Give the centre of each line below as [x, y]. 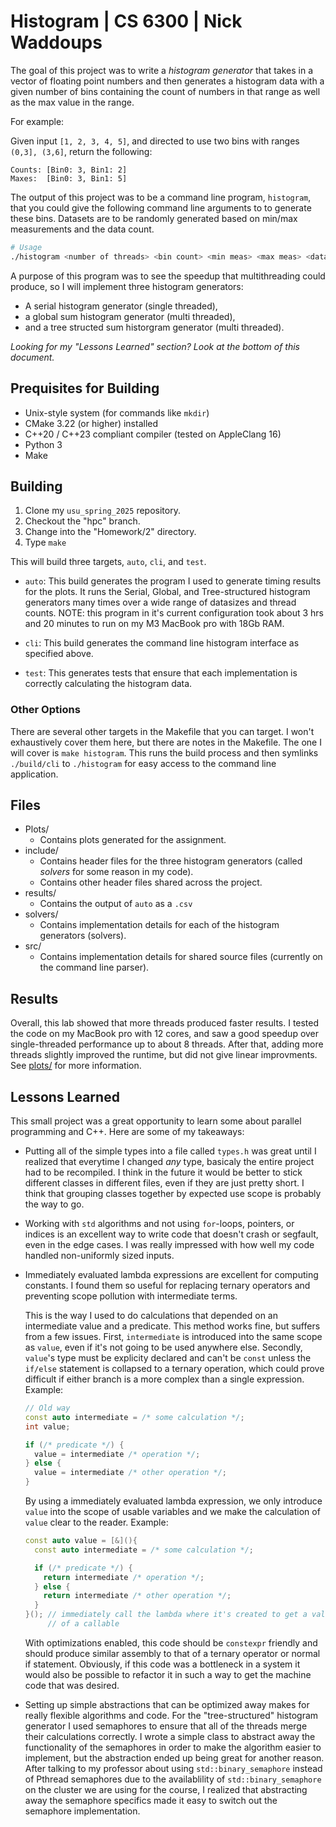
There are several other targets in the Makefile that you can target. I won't [162, 731]
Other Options [45, 710]
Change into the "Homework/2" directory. [110, 532]
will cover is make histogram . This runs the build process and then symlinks [164, 752]
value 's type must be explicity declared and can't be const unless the [168, 1358]
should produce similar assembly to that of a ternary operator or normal [172, 1653]
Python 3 [43, 444]
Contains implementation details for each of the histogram [159, 925]
